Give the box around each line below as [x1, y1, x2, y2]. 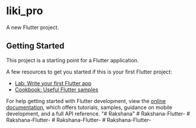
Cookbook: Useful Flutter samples [14, 86, 99, 93]
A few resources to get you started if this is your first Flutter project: [6, 68, 172, 75]
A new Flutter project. [6, 24, 59, 31]
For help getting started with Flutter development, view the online [6, 97, 166, 104]
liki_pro [6, 4, 43, 18]
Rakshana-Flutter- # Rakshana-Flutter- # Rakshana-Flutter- [6, 116, 151, 123]
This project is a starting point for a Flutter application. [6, 56, 139, 63]
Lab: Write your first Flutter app [14, 79, 92, 87]
